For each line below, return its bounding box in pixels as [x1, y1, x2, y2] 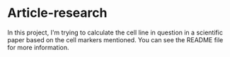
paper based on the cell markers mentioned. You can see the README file [7, 35, 224, 44]
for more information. [7, 43, 69, 51]
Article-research [7, 5, 108, 21]
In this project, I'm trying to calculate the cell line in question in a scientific [7, 28, 223, 37]
